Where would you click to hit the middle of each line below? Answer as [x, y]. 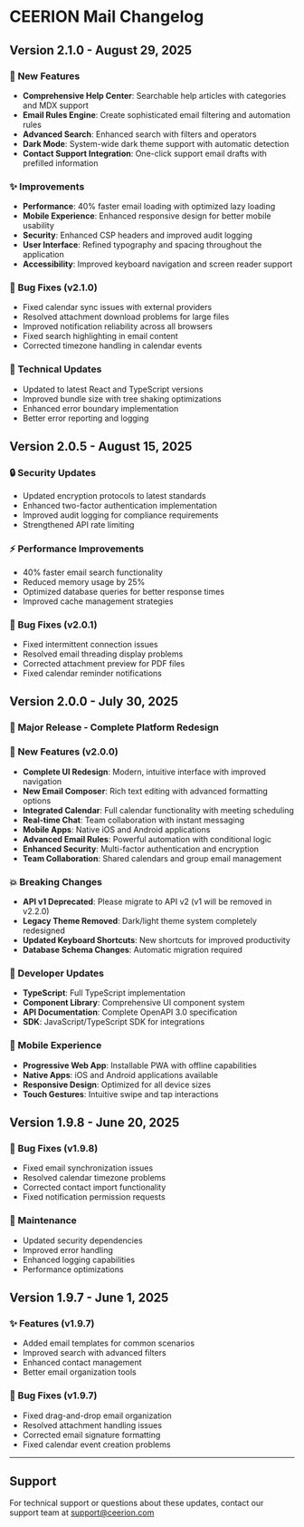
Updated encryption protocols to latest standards [114, 496]
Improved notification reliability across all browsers [117, 326]
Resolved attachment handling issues [92, 1425]
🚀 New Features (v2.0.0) [64, 752]
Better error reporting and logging [85, 418]
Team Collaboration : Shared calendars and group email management [152, 858]
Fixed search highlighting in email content [100, 336]
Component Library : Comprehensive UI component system [133, 1003]
